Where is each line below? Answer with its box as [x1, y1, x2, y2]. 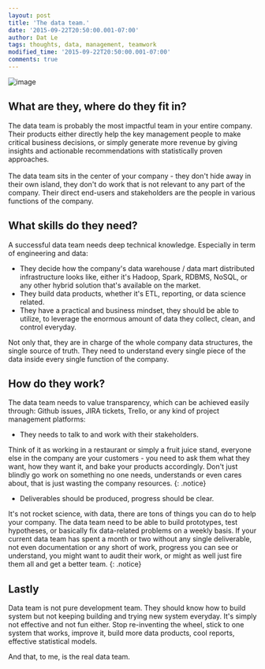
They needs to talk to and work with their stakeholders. [19, 430, 199, 440]
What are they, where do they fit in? [8, 100, 187, 113]
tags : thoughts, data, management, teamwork [8, 41, 157, 49]
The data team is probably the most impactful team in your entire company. [8, 121, 253, 130]
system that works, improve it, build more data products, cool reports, [8, 628, 235, 638]
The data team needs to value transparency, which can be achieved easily [8, 398, 250, 407]
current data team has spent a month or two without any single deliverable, [8, 534, 252, 544]
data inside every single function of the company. [8, 354, 170, 363]
